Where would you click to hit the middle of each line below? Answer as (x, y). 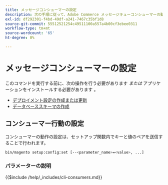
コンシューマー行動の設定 (44, 124)
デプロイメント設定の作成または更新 (50, 100)
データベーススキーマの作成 (41, 106)
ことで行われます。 (29, 142)
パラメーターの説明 (28, 166)
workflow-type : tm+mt (28, 28)
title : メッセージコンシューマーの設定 (41, 10)
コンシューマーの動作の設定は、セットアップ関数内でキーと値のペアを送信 (82, 136)
